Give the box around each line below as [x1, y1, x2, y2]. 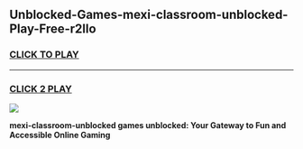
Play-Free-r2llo [9, 22, 96, 37]
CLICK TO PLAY [9, 49, 79, 61]
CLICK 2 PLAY [9, 82, 72, 95]
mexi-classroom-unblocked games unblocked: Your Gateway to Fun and [9, 119, 287, 130]
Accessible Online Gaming [9, 129, 111, 140]
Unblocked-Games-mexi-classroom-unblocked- [9, 7, 289, 23]
